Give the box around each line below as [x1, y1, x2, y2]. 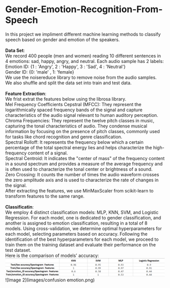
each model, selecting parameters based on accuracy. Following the [5, 231, 148, 237]
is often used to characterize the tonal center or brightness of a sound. [5, 166, 153, 172]
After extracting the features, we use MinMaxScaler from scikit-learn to [5, 187, 154, 194]
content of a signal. [27, 150, 68, 156]
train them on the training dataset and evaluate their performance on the [5, 241, 156, 247]
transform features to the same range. [5, 193, 85, 199]
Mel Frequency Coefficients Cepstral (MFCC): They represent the [5, 101, 142, 107]
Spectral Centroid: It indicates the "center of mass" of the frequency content [5, 155, 165, 161]
